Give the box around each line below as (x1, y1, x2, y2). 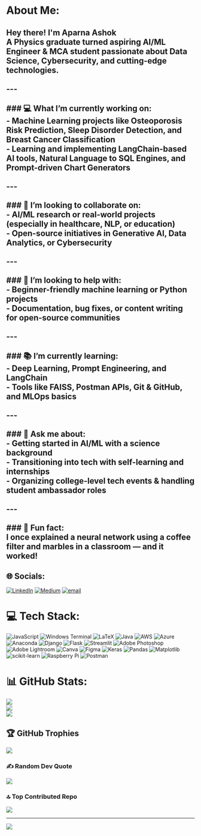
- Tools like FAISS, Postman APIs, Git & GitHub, (6, 382, 182, 392)
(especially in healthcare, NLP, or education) (6, 218, 175, 229)
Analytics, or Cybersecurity (6, 238, 112, 248)
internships (6, 466, 50, 477)
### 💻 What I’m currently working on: (6, 103, 152, 113)
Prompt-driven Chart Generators (6, 163, 130, 173)
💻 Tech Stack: (6, 609, 80, 623)
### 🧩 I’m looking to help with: (6, 275, 121, 285)
